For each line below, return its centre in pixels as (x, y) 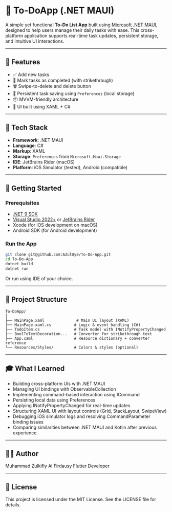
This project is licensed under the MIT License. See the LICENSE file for (81, 499)
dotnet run (17, 269)
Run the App (21, 244)
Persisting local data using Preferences (54, 400)
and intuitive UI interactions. (35, 41)
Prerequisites (22, 203)
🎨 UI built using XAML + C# (41, 106)
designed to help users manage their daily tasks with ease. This (72, 30)
